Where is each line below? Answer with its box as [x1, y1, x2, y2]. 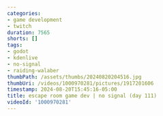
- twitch [7, 23, 32, 29]
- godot [7, 48, 29, 55]
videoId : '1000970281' [7, 99, 72, 106]
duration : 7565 [7, 29, 50, 36]
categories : [7, 10, 41, 17]
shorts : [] [7, 35, 38, 42]
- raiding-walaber [7, 67, 59, 74]
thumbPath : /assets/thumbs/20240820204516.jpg [7, 73, 142, 81]
